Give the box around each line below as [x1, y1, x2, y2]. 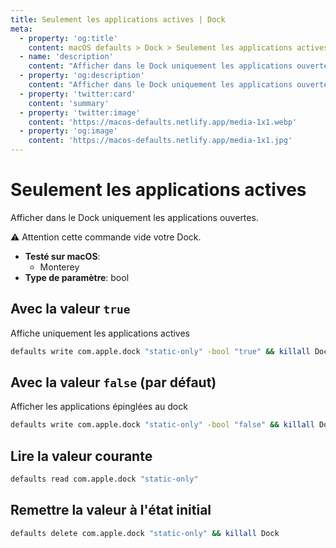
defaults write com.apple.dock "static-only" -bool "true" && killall [10, 346, 311, 356]
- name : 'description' [19, 52, 114, 62]
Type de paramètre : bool [24, 271, 130, 283]
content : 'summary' [28, 98, 110, 108]
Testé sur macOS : [24, 250, 101, 262]
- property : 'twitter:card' [19, 89, 137, 99]
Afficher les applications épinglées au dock [10, 401, 188, 413]
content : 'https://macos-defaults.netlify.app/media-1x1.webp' [28, 117, 298, 127]
